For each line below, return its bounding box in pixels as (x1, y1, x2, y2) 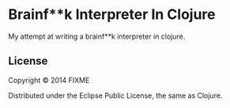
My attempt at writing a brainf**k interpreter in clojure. (8, 32, 186, 41)
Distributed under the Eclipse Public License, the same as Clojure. (8, 91, 223, 100)
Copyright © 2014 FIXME (8, 75, 90, 84)
